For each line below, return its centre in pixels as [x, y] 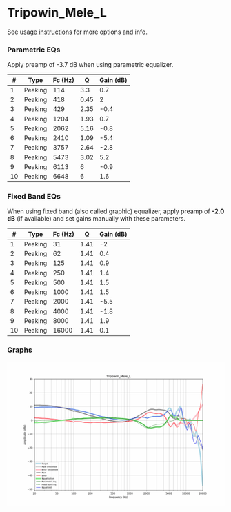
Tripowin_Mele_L [57, 13]
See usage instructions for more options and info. [78, 32]
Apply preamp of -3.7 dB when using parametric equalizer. [90, 65]
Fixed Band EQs [34, 196]
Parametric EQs [34, 50]
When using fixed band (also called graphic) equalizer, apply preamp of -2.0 [116, 211]
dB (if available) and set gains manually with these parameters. [97, 219]
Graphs [20, 350]
